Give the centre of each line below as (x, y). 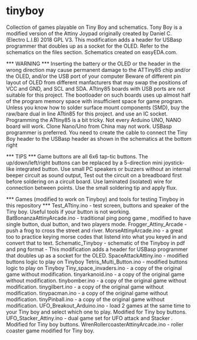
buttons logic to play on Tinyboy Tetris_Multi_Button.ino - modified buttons (97, 262)
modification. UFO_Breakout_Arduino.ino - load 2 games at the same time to (98, 305)
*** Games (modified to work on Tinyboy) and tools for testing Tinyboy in (95, 199)
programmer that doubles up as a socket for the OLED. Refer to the (87, 46)
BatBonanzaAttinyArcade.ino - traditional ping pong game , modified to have (99, 218)
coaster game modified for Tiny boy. (50, 331)
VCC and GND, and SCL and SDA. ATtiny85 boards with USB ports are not (96, 88)
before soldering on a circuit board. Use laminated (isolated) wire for (89, 181)
